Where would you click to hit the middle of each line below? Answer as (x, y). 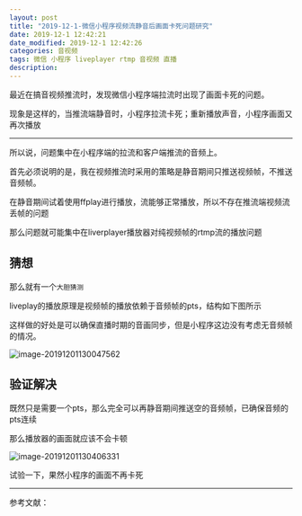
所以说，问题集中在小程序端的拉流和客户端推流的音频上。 (115, 152)
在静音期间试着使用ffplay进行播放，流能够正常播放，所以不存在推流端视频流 (150, 201)
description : (34, 68)
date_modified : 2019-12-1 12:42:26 (76, 43)
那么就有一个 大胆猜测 (46, 286)
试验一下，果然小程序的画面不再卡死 (76, 475)
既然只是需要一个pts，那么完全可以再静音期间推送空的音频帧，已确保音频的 (149, 408)
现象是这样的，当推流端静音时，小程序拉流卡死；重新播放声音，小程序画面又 (151, 113)
